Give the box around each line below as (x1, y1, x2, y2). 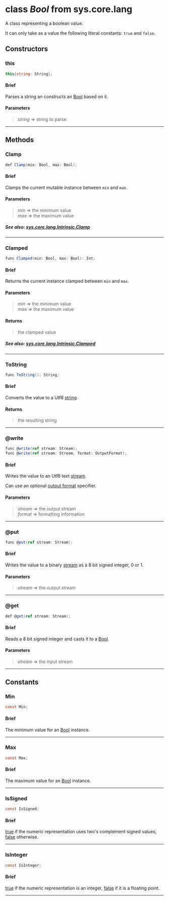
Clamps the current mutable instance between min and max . (5, 184, 128, 191)
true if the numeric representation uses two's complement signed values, (5, 829, 157, 835)
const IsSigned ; (5, 807, 39, 812)
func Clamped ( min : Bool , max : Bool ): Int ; (5, 256, 96, 261)
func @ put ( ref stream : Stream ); (5, 540, 73, 545)
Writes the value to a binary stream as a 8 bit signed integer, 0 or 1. (5, 562, 144, 568)
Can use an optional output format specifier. (5, 483, 97, 489)
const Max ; (5, 755, 28, 761)
